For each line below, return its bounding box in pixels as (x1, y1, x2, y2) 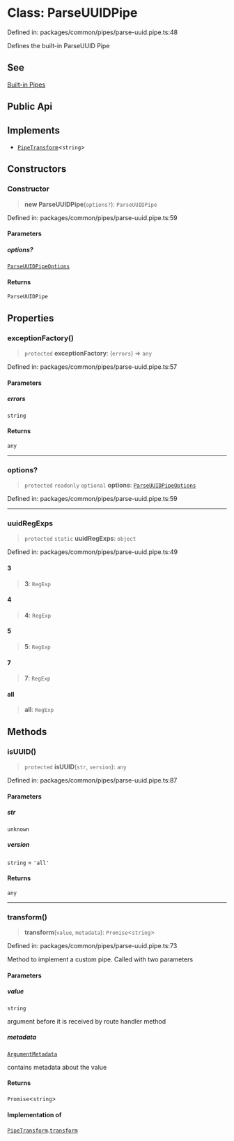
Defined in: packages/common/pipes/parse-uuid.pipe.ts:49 (7, 548, 178, 556)
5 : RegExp (24, 643, 51, 651)
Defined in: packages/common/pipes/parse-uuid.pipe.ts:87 (7, 776, 178, 785)
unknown (7, 826, 30, 833)
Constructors (7, 163, 67, 175)
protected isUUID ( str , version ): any (24, 763, 127, 771)
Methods (7, 725, 47, 738)
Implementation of (7, 1110, 62, 1119)
